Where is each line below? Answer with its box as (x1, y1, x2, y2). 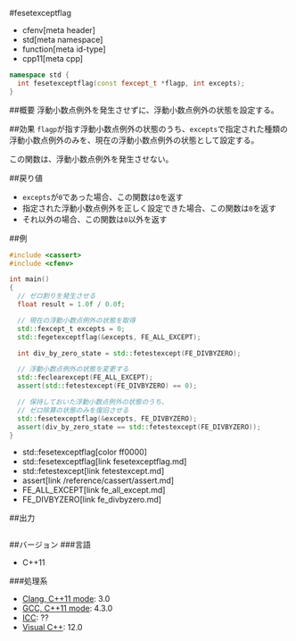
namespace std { (9, 71, 70, 79)
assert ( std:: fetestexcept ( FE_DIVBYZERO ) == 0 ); (17, 381, 198, 391)
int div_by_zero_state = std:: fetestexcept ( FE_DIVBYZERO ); (17, 348, 242, 358)
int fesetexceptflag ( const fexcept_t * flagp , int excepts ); (17, 79, 245, 87)
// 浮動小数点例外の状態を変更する (17, 365, 129, 374)
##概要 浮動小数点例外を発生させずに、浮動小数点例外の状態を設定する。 (9, 104, 279, 115)
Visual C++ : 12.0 (21, 622, 83, 633)
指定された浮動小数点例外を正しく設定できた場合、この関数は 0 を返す (21, 203, 276, 213)
